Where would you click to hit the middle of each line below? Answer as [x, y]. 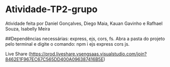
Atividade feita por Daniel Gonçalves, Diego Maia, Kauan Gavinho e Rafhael [84, 23]
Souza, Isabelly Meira [28, 28]
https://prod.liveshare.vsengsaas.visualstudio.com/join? [89, 54]
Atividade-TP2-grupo [52, 9]
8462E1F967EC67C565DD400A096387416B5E [55, 59]
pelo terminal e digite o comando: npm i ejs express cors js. [67, 44]
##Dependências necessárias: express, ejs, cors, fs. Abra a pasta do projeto [85, 39]
